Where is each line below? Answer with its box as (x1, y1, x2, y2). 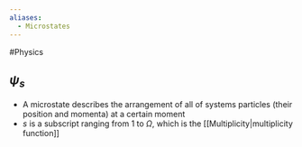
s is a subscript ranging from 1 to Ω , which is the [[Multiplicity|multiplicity (22, 118, 293, 129)
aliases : (9, 13, 42, 23)
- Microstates (17, 22, 70, 31)
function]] (22, 127, 60, 138)
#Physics (9, 46, 43, 57)
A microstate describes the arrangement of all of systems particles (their (22, 98, 293, 109)
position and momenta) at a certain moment (22, 108, 186, 119)
